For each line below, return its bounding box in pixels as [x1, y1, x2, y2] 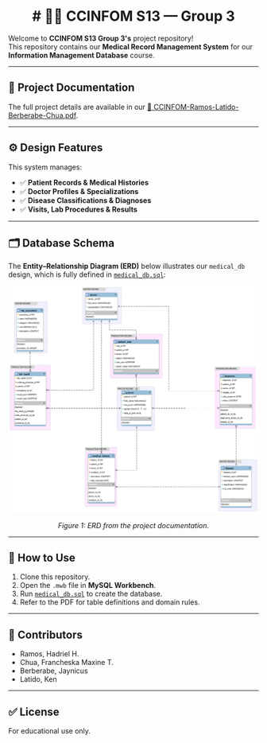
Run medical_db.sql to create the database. [19, 589, 163, 599]
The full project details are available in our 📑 [8, 102, 153, 111]
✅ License [8, 705, 60, 718]
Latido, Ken [19, 675, 57, 684]
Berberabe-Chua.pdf [8, 111, 77, 120]
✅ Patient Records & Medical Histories [19, 177, 149, 187]
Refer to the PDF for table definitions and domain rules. [19, 597, 200, 607]
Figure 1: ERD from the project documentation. [57, 520, 210, 530]
